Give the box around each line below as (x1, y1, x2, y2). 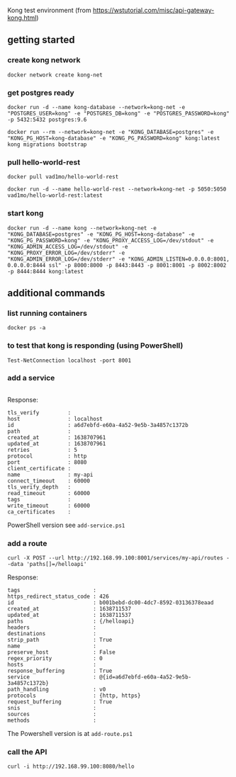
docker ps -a (7, 324, 46, 331)
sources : (7, 711, 97, 718)
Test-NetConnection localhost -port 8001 (7, 357, 132, 364)
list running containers (7, 308, 87, 318)
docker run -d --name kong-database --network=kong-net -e (7, 103, 186, 110)
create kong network (7, 55, 81, 65)
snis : (7, 705, 97, 712)
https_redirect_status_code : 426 (7, 593, 110, 601)
